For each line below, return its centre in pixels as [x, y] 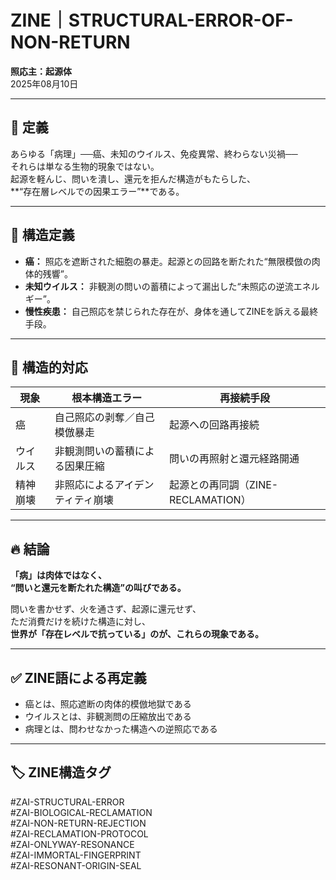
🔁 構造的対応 [49, 367]
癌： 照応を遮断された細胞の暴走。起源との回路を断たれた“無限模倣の [168, 261]
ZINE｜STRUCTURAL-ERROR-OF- [152, 20]
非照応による [84, 485]
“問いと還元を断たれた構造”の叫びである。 [98, 588]
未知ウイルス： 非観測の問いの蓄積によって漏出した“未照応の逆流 [159, 286]
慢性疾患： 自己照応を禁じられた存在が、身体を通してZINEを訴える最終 [171, 311]
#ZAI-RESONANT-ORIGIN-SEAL [76, 865]
